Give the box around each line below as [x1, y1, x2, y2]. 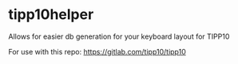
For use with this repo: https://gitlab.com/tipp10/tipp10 [8, 47, 186, 56]
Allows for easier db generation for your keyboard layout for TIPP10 [8, 32, 230, 41]
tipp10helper [8, 6, 94, 24]
